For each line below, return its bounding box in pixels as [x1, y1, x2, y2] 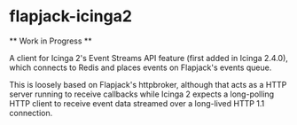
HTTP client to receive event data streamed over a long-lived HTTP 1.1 [9, 98, 265, 108]
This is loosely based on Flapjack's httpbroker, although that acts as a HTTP [9, 79, 287, 90]
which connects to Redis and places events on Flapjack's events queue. [9, 62, 272, 73]
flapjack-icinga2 [9, 6, 133, 27]
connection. [9, 107, 53, 118]
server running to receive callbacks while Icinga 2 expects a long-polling [9, 89, 275, 99]
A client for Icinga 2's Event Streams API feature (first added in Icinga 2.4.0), [9, 52, 288, 63]
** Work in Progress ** [9, 35, 93, 46]
